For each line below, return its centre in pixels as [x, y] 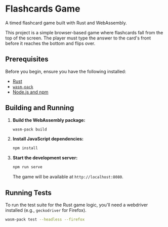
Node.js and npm [30, 92]
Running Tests [28, 193]
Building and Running [40, 108]
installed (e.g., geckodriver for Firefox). [46, 210]
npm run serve [27, 167]
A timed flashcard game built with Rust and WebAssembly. [66, 23]
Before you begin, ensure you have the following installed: [66, 71]
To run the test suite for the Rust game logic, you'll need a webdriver [77, 205]
